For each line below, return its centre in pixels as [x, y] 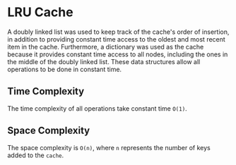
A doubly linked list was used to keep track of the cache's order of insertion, [118, 32]
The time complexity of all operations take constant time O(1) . [97, 108]
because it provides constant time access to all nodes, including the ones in [118, 54]
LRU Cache [40, 12]
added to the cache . [36, 155]
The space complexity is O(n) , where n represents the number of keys [109, 147]
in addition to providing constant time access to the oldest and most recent [117, 39]
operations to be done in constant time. [65, 69]
